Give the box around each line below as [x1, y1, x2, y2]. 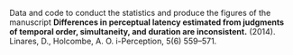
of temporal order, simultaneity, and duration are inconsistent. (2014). [9, 27, 276, 36]
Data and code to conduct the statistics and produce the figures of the [9, 8, 271, 18]
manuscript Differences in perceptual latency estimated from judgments [9, 17, 285, 27]
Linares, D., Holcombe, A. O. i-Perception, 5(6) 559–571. [9, 35, 217, 46]
